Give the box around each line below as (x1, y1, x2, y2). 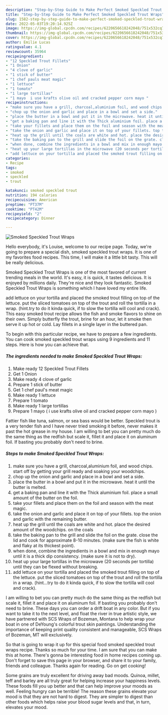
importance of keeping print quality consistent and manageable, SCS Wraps (5, 627, 162, 633)
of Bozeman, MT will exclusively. (5, 632, 73, 638)
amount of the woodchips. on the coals (12, 527, 94, 533)
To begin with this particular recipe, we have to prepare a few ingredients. (5, 331, 158, 337)
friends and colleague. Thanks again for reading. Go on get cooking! (5, 663, 146, 669)
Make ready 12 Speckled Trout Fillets (12, 365, 89, 372)
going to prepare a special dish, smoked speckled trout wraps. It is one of (5, 249, 157, 255)
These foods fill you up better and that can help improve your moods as (5, 683, 153, 689)
